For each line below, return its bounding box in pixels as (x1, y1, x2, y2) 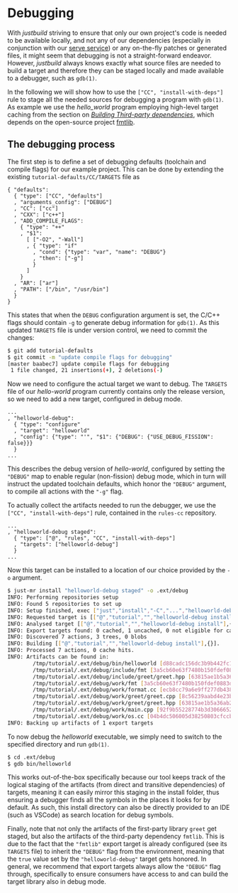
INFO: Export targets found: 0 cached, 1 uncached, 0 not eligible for (7, 627, 223, 634)
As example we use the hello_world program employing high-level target (7, 102, 219, 111)
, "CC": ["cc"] (13, 205, 59, 212)
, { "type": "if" (25, 242, 78, 250)
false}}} (7, 439, 33, 447)
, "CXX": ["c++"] (13, 211, 65, 218)
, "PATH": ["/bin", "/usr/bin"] (13, 286, 110, 293)
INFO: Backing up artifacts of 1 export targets (7, 720, 154, 727)
